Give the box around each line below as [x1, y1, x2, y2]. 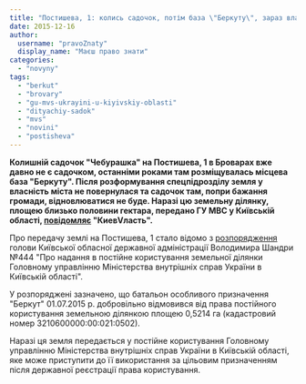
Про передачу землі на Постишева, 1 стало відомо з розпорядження [9, 232, 278, 243]
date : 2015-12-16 [9, 22, 76, 31]
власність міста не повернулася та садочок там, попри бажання [9, 186, 269, 197]
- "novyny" [17, 65, 59, 74]
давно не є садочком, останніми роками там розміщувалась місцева [9, 166, 289, 177]
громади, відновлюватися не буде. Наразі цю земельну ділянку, [9, 195, 269, 206]
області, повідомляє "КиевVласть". [9, 215, 153, 226]
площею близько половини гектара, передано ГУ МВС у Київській [9, 205, 275, 216]
